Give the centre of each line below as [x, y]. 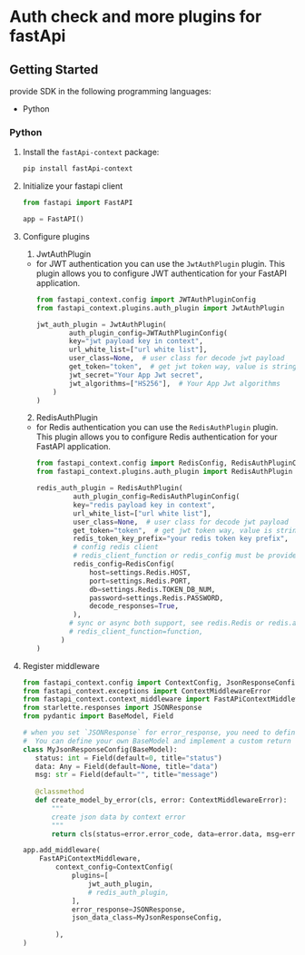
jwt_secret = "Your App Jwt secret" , [136, 375]
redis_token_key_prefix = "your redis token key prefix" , [181, 539]
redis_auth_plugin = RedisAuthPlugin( [109, 488]
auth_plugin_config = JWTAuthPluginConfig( [148, 333]
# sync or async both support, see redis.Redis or [167, 624]
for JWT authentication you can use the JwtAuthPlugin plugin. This [161, 263]
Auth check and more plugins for [136, 17]
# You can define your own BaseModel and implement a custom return [157, 741]
